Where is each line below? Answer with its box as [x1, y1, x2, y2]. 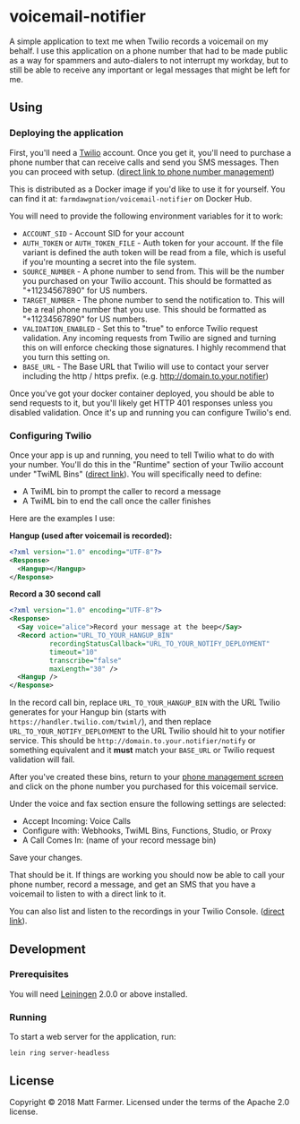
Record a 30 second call [9, 588, 101, 599]
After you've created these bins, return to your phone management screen [9, 772, 284, 783]
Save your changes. [9, 853, 83, 863]
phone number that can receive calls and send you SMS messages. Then [9, 157, 279, 167]
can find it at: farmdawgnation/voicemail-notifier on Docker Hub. [9, 193, 253, 203]
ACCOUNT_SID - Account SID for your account [21, 227, 184, 238]
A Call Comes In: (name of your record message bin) [21, 835, 217, 845]
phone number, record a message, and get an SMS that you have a [9, 879, 256, 890]
